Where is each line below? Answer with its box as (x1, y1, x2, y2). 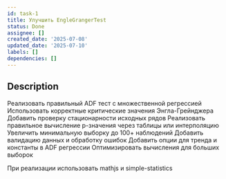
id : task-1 (7, 10, 39, 17)
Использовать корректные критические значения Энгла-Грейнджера (7, 106, 214, 115)
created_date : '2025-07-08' (7, 36, 88, 43)
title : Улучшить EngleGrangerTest (7, 17, 107, 23)
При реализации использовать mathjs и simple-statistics (7, 164, 173, 172)
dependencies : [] (7, 55, 57, 62)
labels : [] (7, 49, 39, 56)
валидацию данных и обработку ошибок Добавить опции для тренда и (7, 135, 218, 144)
